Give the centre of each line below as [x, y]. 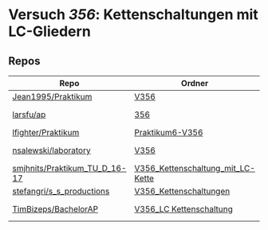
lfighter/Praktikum [46, 133]
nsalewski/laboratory [51, 150]
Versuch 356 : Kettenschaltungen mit [134, 15]
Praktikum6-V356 [169, 133]
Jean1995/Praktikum [52, 97]
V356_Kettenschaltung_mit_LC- [195, 168]
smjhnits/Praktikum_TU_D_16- [69, 168]
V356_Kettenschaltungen [182, 191]
